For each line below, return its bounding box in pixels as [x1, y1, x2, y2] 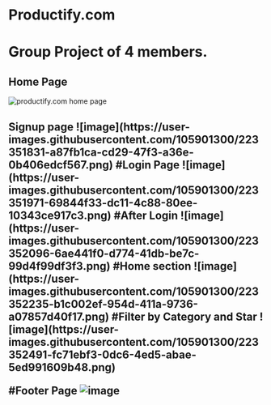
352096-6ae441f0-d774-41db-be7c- [8, 246, 200, 260]
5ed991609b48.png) [8, 360, 116, 374]
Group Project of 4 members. [8, 43, 208, 62]
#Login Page [115, 158, 180, 172]
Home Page [8, 75, 68, 88]
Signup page [8, 120, 74, 134]
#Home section [112, 259, 192, 273]
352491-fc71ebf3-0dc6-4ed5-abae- [8, 347, 197, 361]
